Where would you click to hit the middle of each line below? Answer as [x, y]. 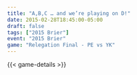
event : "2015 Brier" [37, 39]
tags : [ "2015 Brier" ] [38, 32]
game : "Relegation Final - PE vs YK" [61, 45]
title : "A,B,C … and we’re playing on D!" [69, 13]
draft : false [26, 26]
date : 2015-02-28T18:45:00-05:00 [55, 20]
